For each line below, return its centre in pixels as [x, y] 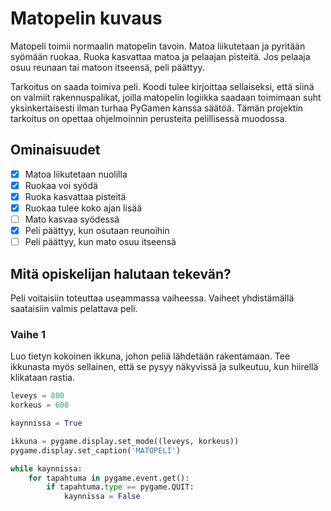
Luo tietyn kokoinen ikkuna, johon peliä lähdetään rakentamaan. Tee [150, 356]
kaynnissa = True [46, 423]
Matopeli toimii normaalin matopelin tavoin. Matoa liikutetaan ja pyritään [158, 46]
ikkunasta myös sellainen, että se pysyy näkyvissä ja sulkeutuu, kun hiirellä [164, 367]
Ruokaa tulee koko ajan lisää [83, 208]
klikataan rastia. [42, 378]
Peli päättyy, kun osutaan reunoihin [97, 231]
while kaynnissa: [46, 468]
